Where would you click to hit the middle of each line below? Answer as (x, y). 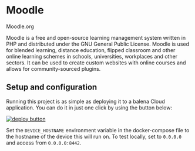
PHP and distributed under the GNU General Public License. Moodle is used (98, 44)
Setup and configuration (52, 87)
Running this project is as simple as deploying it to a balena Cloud (86, 101)
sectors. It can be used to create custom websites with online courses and (96, 63)
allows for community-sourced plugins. (53, 68)
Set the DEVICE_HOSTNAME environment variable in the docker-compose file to (98, 130)
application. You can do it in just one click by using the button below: (89, 107)
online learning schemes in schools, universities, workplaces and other (92, 56)
